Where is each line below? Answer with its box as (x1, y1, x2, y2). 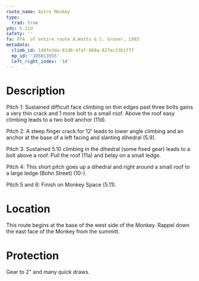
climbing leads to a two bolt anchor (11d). (6, 116, 107, 124)
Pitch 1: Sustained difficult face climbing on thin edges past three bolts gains (6, 103, 193, 110)
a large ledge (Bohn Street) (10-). (6, 170, 87, 177)
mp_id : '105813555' (11, 53, 60, 59)
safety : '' (6, 31, 33, 37)
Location (6, 202, 50, 216)
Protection (6, 249, 59, 262)
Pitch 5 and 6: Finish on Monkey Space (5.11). (6, 181, 117, 188)
